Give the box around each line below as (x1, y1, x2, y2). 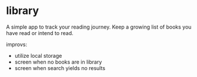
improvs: (6, 41, 28, 48)
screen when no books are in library (14, 58, 102, 65)
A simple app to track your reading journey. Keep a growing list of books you (6, 23, 192, 30)
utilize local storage (14, 52, 62, 59)
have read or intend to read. (6, 29, 74, 36)
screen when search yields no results (14, 64, 106, 71)
